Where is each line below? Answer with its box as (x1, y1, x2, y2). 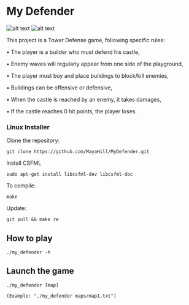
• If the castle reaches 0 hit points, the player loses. (6, 107, 137, 115)
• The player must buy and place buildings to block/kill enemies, (6, 72, 169, 79)
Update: (6, 205, 27, 212)
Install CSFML (6, 159, 42, 167)
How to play (6, 233, 53, 243)
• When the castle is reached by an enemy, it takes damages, (6, 96, 161, 103)
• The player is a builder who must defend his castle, (6, 48, 140, 56)
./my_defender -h (6, 249, 51, 255)
